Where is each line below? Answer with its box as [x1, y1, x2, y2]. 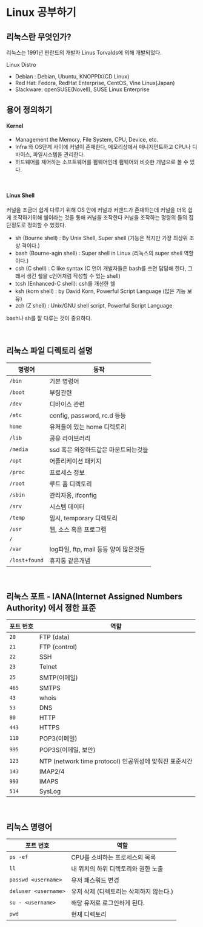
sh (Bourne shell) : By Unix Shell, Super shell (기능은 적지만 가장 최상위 [15, 234, 188, 241]
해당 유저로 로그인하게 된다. [71, 899, 145, 908]
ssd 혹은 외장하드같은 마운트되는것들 [49, 445, 148, 453]
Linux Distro [6, 61, 36, 68]
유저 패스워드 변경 [71, 876, 119, 884]
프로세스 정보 [49, 468, 85, 477]
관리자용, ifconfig [49, 491, 97, 499]
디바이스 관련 [49, 399, 85, 408]
